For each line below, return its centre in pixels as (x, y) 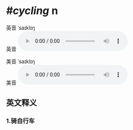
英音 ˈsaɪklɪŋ (21, 28)
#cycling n (32, 11)
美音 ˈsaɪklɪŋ (21, 61)
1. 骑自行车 (21, 121)
